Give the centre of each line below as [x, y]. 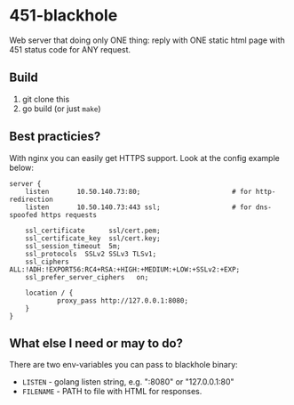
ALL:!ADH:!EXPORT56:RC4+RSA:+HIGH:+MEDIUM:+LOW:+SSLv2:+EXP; [125, 269]
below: [21, 167]
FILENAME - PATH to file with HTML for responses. [112, 392]
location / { [49, 293]
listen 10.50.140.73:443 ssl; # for [139, 207]
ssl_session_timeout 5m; [73, 246]
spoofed [24, 215]
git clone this [46, 99]
